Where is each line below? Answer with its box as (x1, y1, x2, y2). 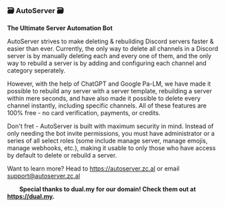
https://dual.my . (7, 193, 55, 201)
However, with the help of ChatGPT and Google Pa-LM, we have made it (7, 80, 211, 88)
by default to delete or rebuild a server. (7, 151, 117, 160)
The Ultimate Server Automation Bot (7, 24, 113, 32)
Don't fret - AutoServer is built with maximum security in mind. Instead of (7, 122, 214, 130)
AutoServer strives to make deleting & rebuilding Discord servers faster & (7, 37, 214, 46)
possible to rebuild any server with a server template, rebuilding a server (7, 87, 213, 95)
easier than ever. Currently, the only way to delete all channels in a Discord (7, 45, 218, 53)
